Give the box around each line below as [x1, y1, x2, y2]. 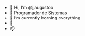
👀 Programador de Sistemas [9, 10, 67, 16]
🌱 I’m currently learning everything [9, 15, 81, 20]
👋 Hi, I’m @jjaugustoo [9, 5, 53, 10]
